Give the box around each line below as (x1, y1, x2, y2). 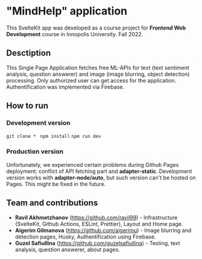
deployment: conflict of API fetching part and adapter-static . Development (6, 167, 192, 175)
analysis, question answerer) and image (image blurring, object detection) (6, 70, 190, 78)
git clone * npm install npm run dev (6, 134, 101, 140)
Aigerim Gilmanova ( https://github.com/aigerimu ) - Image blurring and (14, 226, 192, 234)
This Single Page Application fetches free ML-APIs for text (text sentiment (6, 64, 190, 71)
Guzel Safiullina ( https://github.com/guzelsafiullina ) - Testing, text (14, 239, 180, 246)
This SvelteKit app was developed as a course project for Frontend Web (6, 24, 186, 31)
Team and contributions (6, 198, 98, 208)
